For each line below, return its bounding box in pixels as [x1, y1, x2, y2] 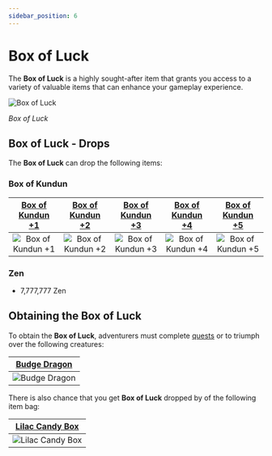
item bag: [8, 401, 40, 411]
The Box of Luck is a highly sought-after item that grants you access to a [8, 74, 252, 83]
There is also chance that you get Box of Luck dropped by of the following [8, 393, 257, 403]
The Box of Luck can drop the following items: [8, 158, 163, 168]
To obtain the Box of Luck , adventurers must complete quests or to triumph [8, 331, 261, 340]
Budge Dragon [15, 358, 73, 369]
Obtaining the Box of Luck [8, 309, 142, 323]
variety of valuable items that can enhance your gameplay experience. [8, 82, 244, 91]
